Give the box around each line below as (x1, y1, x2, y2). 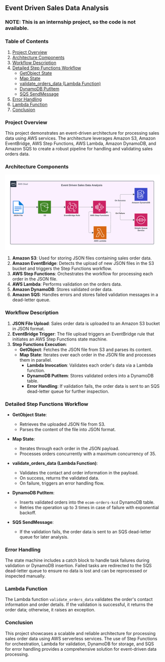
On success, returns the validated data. (19, 475, 100, 481)
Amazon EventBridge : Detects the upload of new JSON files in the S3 (12, 260, 154, 266)
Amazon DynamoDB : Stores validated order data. (12, 287, 113, 292)
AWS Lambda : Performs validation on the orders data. (12, 281, 122, 287)
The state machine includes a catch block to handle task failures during (5, 557, 150, 563)
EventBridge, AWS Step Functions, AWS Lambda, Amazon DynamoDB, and (5, 140, 156, 146)
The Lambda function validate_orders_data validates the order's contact (5, 597, 153, 603)
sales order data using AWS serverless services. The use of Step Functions (5, 635, 158, 641)
